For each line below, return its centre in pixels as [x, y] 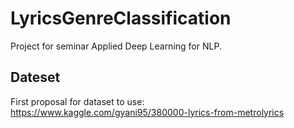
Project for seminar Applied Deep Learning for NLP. [116, 46]
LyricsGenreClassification [121, 18]
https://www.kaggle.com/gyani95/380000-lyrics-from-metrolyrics [147, 112]
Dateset [35, 77]
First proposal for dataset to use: [77, 101]
